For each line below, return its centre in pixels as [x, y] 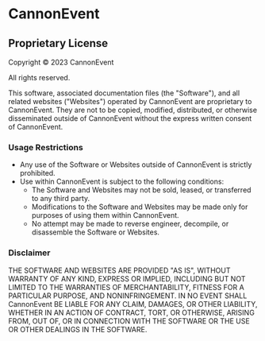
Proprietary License [58, 43]
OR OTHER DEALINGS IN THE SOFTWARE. [78, 329]
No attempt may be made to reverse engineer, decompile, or [130, 224]
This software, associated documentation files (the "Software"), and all [124, 93]
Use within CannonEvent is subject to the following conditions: [122, 182]
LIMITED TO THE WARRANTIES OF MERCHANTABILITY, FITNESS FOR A [126, 287]
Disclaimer [29, 253]
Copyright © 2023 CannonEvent [61, 62]
